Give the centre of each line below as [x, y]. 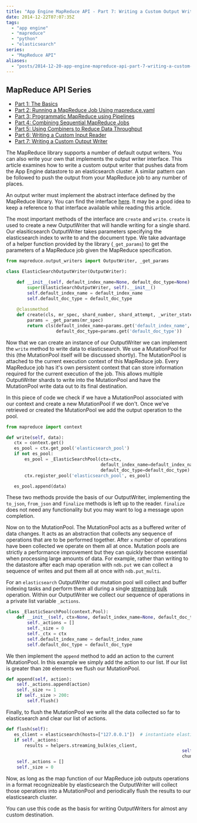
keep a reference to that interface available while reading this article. [89, 208]
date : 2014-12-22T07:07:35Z [40, 17]
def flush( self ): [27, 729]
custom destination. [30, 814]
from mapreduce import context [44, 427]
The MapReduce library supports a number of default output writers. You [94, 153]
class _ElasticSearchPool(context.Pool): [57, 612]
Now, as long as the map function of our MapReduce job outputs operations [98, 778]
